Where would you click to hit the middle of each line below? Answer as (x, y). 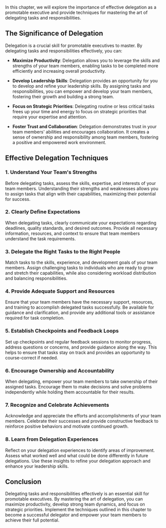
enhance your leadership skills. (37, 466)
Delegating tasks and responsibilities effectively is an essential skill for (77, 494)
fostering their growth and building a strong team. (63, 96)
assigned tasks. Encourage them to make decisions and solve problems (79, 386)
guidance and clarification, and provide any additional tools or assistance (80, 313)
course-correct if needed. (32, 357)
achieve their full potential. (32, 520)
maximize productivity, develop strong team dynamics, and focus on (75, 504)
